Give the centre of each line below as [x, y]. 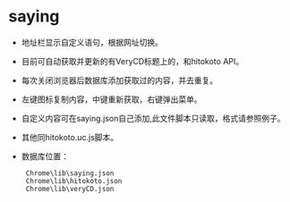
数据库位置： [45, 156]
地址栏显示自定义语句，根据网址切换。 [92, 42]
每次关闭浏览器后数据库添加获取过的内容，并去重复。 [119, 80]
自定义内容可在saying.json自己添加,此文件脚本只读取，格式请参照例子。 [153, 118]
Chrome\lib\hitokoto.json [74, 181]
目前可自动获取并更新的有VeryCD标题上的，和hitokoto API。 [132, 61]
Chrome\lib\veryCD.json [70, 189]
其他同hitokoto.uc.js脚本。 [70, 137]
